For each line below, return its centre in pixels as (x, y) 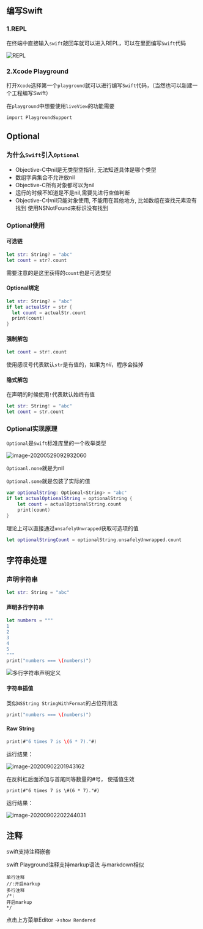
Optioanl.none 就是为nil (35, 468)
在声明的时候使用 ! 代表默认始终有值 (51, 395)
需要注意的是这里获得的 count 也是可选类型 (59, 272)
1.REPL (17, 29)
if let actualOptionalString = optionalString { (69, 499)
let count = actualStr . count (49, 313)
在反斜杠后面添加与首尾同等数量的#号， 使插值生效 (70, 779)
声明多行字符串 (25, 607)
